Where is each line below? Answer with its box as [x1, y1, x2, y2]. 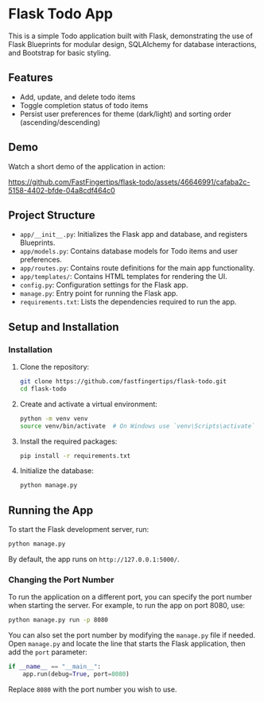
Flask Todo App [8, 5, 114, 23]
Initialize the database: [19, 466, 94, 475]
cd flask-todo [19, 385, 67, 393]
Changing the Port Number [8, 574, 115, 585]
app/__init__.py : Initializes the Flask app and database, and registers [19, 230, 248, 239]
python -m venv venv [19, 414, 88, 422]
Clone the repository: [19, 363, 90, 372]
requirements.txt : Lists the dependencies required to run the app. [19, 297, 237, 307]
